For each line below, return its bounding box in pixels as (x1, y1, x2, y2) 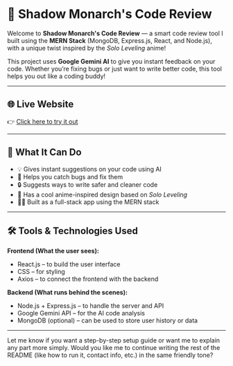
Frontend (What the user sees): (7, 247, 99, 255)
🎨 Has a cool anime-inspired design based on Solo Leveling (17, 190, 188, 199)
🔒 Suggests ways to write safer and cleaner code (17, 180, 158, 189)
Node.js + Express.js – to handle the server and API (17, 302, 164, 310)
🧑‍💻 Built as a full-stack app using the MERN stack (17, 197, 159, 206)
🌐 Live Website (7, 98, 74, 110)
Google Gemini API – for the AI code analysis (17, 309, 146, 318)
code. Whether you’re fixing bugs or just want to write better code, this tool (7, 64, 222, 73)
